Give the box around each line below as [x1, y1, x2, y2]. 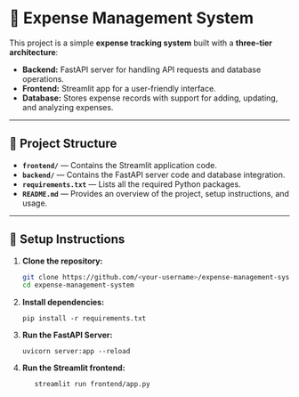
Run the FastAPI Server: [21, 329, 113, 341]
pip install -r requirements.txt [21, 314, 147, 323]
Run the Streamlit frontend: [21, 362, 126, 373]
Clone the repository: [21, 255, 103, 266]
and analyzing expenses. [21, 101, 114, 112]
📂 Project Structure [9, 136, 117, 151]
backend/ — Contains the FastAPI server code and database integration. [21, 169, 286, 180]
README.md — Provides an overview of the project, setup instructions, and [21, 188, 289, 198]
